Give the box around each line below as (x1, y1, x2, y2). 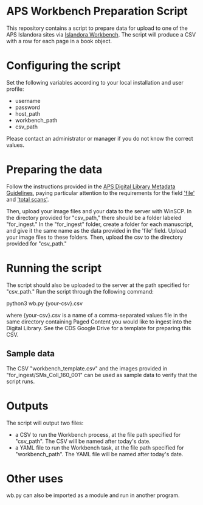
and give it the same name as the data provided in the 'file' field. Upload (6, 227, 187, 234)
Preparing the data (6, 163, 103, 177)
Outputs (6, 399, 49, 412)
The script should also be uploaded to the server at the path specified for (6, 281, 190, 289)
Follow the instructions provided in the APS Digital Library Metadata (6, 183, 176, 190)
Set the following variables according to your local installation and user (6, 79, 184, 86)
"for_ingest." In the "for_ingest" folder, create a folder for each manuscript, (6, 221, 193, 228)
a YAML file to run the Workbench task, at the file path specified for (15, 443, 184, 451)
